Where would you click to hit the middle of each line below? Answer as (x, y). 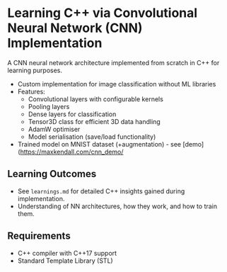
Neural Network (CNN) (75, 28)
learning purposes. (35, 70)
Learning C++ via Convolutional (103, 13)
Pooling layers (49, 106)
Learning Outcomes (52, 174)
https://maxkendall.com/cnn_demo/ (72, 152)
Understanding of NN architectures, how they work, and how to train (117, 206)
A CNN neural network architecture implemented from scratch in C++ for (113, 62)
